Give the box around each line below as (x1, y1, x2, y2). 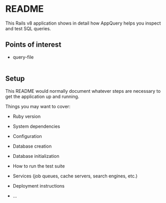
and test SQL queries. (5, 25, 51, 31)
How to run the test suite (12, 163, 65, 169)
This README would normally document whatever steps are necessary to (5, 88, 161, 94)
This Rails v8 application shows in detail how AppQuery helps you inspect (5, 20, 161, 26)
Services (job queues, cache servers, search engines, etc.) (12, 173, 138, 179)
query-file (12, 54, 34, 60)
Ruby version (12, 113, 41, 119)
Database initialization (12, 153, 60, 159)
